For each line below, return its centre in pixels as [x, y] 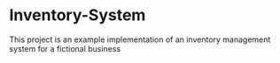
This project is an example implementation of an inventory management [140, 39]
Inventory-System [78, 15]
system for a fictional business [65, 48]
